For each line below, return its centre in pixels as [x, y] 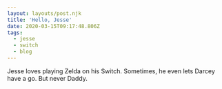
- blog [23, 52]
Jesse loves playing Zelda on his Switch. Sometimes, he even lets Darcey [111, 71]
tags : [15, 33]
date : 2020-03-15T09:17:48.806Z [53, 26]
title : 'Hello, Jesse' [40, 20]
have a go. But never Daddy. [47, 78]
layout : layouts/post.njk [44, 13]
